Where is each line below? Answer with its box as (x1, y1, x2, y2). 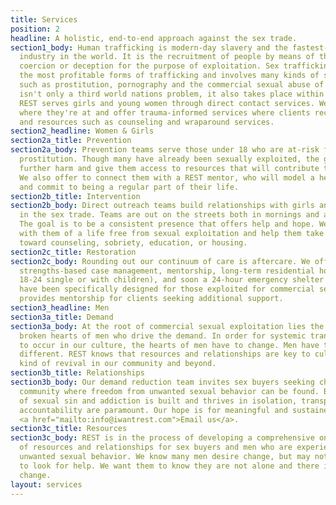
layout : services (10, 479, 83, 490)
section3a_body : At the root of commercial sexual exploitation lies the (10, 321, 325, 331)
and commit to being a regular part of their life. (19, 182, 240, 192)
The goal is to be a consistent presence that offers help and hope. (19, 219, 315, 230)
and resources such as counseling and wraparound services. (19, 117, 275, 127)
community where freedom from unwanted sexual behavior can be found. (19, 386, 320, 396)
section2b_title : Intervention (10, 191, 141, 201)
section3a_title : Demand (10, 312, 114, 322)
